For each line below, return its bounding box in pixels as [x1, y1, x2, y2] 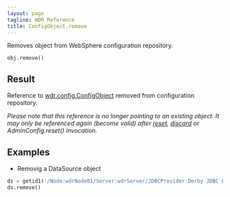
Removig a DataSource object [16, 165, 101, 172]
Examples [7, 146, 50, 158]
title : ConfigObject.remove [7, 23, 88, 29]
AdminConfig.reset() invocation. [7, 127, 98, 135]
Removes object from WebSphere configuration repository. [7, 42, 173, 50]
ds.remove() [7, 184, 41, 191]
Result [7, 73, 36, 85]
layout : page [7, 10, 44, 17]
